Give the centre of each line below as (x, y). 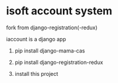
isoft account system (59, 11)
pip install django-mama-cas (50, 50)
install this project (36, 73)
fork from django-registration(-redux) (52, 27)
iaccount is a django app (36, 39)
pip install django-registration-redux (59, 62)
